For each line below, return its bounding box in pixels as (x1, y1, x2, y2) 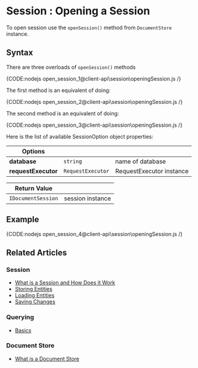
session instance (63, 194, 112, 203)
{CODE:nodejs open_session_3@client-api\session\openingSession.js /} (6, 121, 183, 128)
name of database (115, 157, 166, 165)
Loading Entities (14, 292, 55, 299)
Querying (6, 313, 35, 321)
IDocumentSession (9, 195, 58, 201)
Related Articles (6, 247, 67, 257)
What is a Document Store (14, 355, 79, 362)
